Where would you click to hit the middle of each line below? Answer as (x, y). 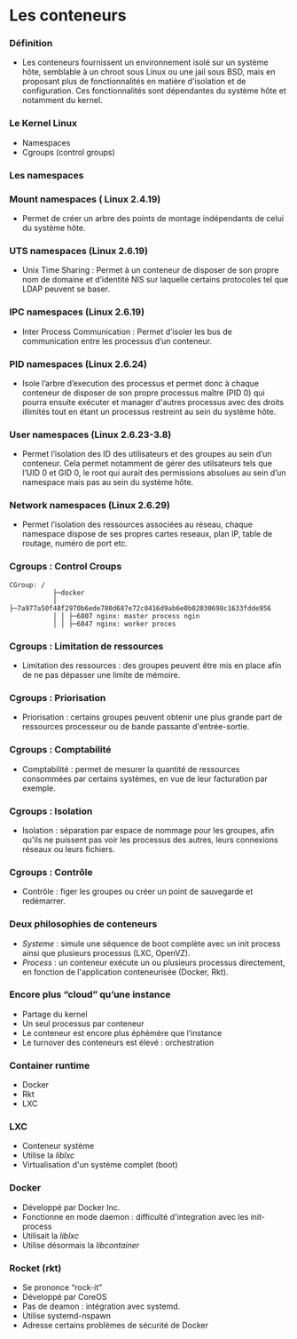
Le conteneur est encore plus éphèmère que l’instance (122, 1032)
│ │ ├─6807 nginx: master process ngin (126, 616)
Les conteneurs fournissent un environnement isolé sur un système (145, 62)
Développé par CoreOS (64, 1297)
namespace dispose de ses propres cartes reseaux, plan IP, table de (147, 534)
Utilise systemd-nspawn (66, 1316)
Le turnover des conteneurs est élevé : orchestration (118, 1042)
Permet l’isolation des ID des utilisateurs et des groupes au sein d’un (147, 454)
